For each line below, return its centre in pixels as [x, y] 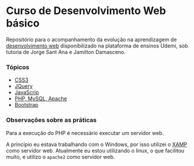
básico [23, 23]
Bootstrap [26, 105]
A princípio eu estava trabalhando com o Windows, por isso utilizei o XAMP [97, 144]
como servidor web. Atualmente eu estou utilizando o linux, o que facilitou [95, 150]
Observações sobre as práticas [51, 120]
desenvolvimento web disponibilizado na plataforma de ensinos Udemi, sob [97, 46]
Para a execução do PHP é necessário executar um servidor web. [85, 133]
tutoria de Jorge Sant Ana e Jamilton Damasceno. [66, 52]
